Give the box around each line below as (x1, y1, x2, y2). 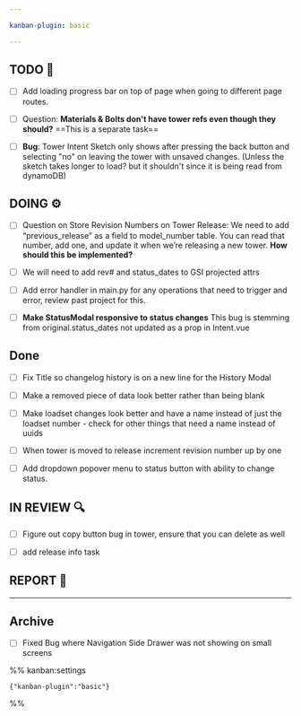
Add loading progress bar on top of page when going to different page (21, 86, 282, 97)
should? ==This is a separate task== (21, 123, 159, 135)
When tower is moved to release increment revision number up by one (21, 445, 282, 456)
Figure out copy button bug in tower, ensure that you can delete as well (21, 528, 285, 539)
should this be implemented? (21, 249, 133, 260)
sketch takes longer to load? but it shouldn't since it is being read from (21, 161, 282, 171)
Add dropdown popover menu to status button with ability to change (21, 463, 275, 474)
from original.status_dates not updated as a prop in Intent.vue (21, 322, 250, 333)
